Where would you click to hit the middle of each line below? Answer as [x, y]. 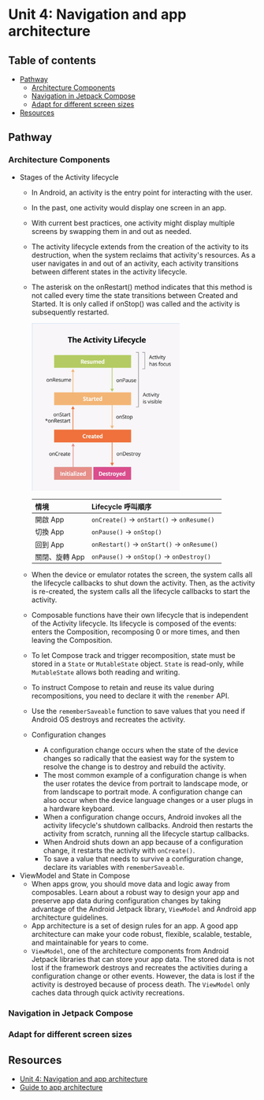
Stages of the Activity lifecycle [69, 177]
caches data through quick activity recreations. [108, 993]
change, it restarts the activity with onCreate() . [119, 851]
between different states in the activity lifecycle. [109, 271]
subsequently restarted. [70, 312]
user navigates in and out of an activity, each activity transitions [135, 263]
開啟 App [50, 520]
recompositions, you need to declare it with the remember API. [130, 696]
